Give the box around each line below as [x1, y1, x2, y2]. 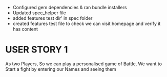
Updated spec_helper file [12, 10, 67, 16]
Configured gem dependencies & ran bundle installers [12, 5, 127, 10]
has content [12, 26, 38, 32]
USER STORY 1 [5, 44, 68, 56]
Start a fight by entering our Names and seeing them [5, 66, 116, 72]
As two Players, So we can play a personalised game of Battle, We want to [5, 61, 162, 67]
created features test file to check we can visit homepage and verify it [12, 20, 161, 27]
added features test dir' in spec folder [12, 15, 93, 21]
